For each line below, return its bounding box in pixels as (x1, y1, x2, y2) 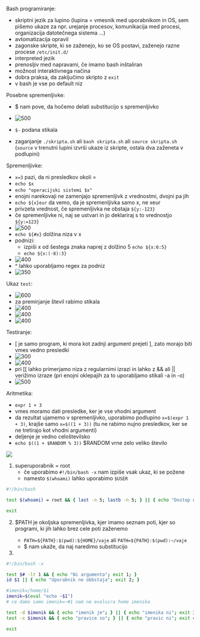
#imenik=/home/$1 (6, 587, 49, 594)
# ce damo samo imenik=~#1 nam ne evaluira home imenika (6, 599, 151, 605)
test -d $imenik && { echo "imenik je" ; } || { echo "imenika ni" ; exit (6, 610, 190, 616)
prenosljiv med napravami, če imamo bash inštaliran (14, 61, 143, 68)
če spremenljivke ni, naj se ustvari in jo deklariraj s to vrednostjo (14, 212, 173, 218)
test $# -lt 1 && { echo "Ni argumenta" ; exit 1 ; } (6, 571, 137, 577)
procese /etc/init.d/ (14, 48, 69, 55)
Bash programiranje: (6, 5, 56, 12)
